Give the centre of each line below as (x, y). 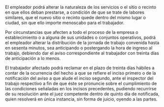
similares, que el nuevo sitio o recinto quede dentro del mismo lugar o (76, 17)
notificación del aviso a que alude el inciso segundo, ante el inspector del (79, 78)
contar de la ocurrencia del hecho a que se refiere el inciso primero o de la (81, 73)
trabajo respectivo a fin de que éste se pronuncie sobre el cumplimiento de (81, 83)
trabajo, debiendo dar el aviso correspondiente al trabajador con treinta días (82, 53)
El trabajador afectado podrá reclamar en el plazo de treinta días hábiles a (80, 68)
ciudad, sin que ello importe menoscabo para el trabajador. (65, 23)
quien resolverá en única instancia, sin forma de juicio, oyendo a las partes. (81, 99)
